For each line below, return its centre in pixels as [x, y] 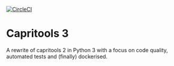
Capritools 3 [37, 34]
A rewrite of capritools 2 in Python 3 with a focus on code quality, [87, 50]
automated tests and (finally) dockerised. [57, 56]
